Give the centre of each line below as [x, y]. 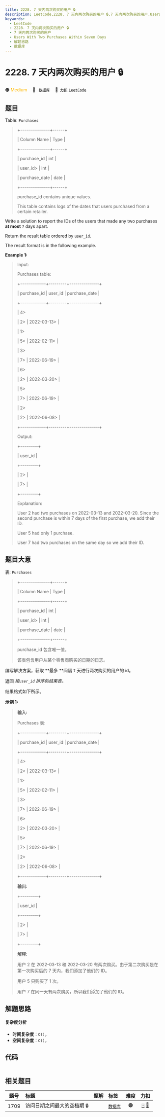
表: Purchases [18, 572]
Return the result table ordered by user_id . [48, 236]
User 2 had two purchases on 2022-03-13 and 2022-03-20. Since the [88, 513]
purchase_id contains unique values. [54, 197]
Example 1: [16, 255]
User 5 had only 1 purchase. [45, 533]
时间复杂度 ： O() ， [31, 1034]
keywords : [15, 19]
